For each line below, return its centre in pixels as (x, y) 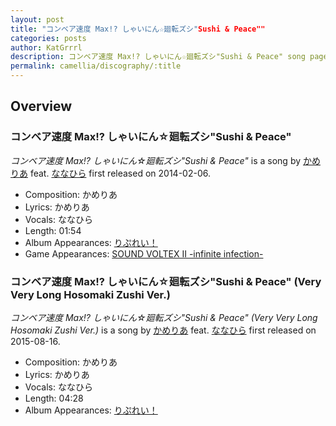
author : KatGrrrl (46, 47)
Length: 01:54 (53, 230)
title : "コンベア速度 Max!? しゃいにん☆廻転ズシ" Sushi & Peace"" (138, 29)
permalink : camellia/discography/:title (96, 66)
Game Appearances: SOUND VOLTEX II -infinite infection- (144, 253)
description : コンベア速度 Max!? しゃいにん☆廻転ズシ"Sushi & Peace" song (158, 57)
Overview (41, 106)
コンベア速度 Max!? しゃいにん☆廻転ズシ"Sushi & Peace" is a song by (156, 160)
